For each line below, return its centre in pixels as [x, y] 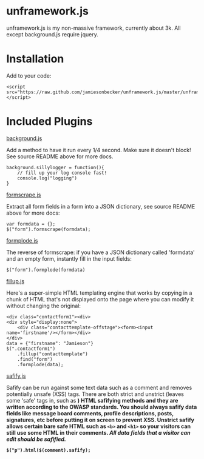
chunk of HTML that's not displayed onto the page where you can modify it [100, 299]
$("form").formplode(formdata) [46, 270]
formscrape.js [24, 195]
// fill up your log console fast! [62, 173]
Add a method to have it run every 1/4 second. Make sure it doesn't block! [99, 150]
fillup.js [15, 281]
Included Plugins [49, 122]
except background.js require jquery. [53, 34]
